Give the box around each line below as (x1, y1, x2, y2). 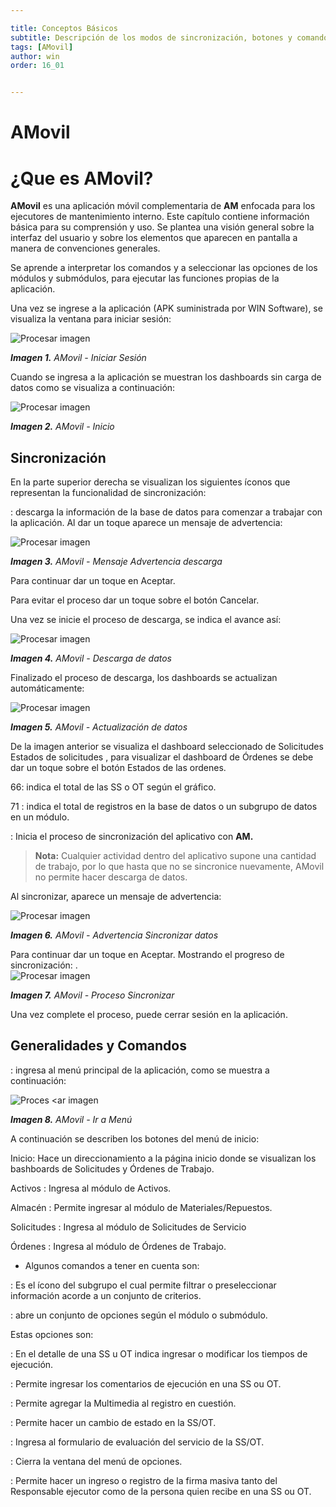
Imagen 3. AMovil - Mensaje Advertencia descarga (10, 556, 223, 568)
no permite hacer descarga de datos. (34, 871, 188, 883)
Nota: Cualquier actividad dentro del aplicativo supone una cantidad (34, 850, 317, 862)
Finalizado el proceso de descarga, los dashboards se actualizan (10, 672, 278, 684)
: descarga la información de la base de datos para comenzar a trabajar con (10, 506, 323, 518)
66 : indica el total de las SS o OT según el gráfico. (10, 781, 217, 793)
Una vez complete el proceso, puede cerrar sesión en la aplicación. (10, 1009, 288, 1021)
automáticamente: (10, 682, 85, 695)
